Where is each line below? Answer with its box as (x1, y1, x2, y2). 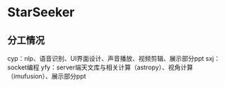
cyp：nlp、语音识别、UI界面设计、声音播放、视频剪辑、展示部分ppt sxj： (7, 54, 221, 62)
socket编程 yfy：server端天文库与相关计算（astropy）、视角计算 (7, 63, 193, 71)
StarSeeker (7, 4, 75, 21)
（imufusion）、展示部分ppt (7, 72, 86, 80)
